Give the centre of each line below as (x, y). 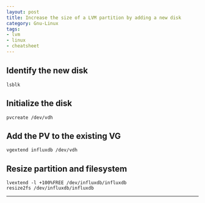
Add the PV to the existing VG (63, 136)
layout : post (23, 12)
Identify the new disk (47, 71)
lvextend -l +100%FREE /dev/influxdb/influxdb (67, 183)
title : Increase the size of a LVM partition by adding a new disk (94, 18)
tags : (13, 29)
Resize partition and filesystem (67, 169)
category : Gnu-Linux (33, 23)
